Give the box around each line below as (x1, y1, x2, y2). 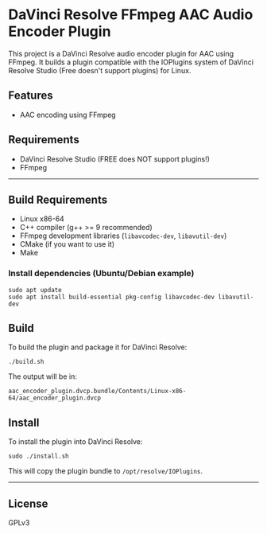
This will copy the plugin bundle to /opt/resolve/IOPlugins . (8, 466, 203, 476)
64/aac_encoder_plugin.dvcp (8, 394, 102, 403)
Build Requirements (8, 193, 108, 206)
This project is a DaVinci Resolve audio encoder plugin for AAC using (8, 49, 234, 58)
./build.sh (8, 358, 44, 366)
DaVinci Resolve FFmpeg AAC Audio (8, 6, 253, 24)
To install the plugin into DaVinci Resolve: (8, 437, 143, 446)
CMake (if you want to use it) (19, 240, 115, 249)
